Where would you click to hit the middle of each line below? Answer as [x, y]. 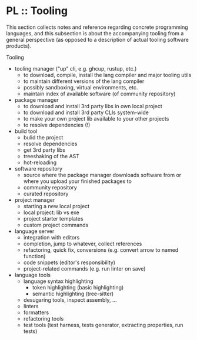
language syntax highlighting [59, 281]
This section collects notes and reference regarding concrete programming [97, 27]
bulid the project [43, 137]
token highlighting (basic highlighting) [78, 287]
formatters [36, 312]
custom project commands [56, 225]
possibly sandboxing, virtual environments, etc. [81, 87]
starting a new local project [56, 206]
